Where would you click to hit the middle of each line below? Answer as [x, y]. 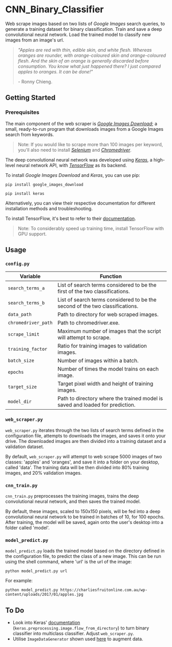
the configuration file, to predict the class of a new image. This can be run [83, 556]
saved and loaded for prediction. [96, 405]
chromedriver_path [30, 323]
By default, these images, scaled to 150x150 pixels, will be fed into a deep [83, 511]
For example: [19, 581]
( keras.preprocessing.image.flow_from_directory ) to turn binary [81, 628]
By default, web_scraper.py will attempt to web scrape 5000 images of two [84, 456]
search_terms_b [26, 303]
